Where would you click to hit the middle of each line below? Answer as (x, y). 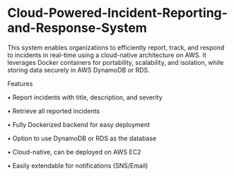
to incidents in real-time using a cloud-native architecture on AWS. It (107, 55)
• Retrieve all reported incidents (54, 111)
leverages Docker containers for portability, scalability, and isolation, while (116, 62)
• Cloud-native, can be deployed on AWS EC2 (74, 152)
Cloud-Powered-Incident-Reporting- (118, 13)
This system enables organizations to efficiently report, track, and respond (116, 47)
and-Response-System (77, 28)
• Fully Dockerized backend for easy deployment (79, 124)
